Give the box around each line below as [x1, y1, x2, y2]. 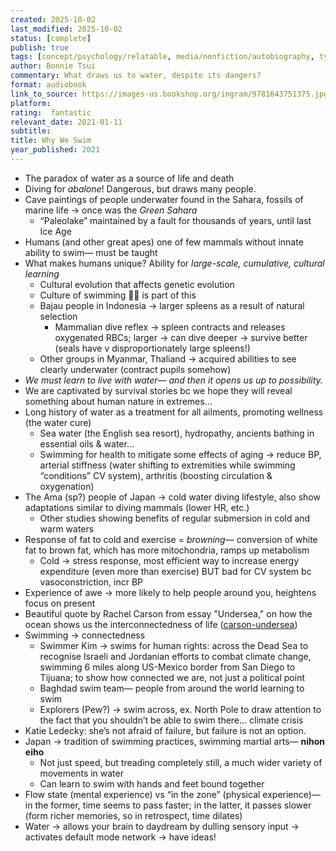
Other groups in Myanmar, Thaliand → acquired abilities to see [39, 352, 297, 365]
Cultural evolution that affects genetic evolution [39, 278, 235, 290]
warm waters [39, 522, 95, 535]
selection [39, 310, 78, 322]
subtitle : [10, 126, 52, 136]
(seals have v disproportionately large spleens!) [54, 342, 251, 354]
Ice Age [39, 225, 72, 237]
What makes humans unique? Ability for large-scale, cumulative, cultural [24, 257, 325, 269]
